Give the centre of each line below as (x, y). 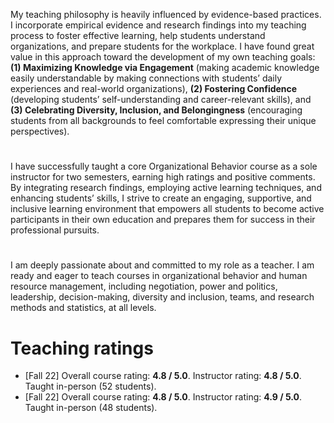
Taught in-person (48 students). (91, 408)
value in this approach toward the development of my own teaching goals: (163, 57)
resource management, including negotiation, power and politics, (144, 286)
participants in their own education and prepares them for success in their (163, 220)
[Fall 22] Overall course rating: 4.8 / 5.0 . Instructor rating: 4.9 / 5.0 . (163, 397)
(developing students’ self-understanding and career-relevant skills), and (161, 99)
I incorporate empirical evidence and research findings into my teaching (158, 25)
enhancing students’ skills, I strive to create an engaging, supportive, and (161, 198)
